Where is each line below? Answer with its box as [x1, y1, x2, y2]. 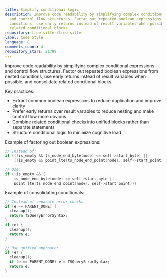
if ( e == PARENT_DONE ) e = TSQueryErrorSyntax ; [9, 259, 110, 264]
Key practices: [5, 88, 35, 94]
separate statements [12, 124, 55, 130]
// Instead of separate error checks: [5, 199, 85, 204]
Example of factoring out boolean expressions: [5, 139, 101, 145]
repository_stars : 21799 [5, 49, 57, 54]
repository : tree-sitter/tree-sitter [5, 30, 83, 35]
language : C [5, 40, 30, 45]
